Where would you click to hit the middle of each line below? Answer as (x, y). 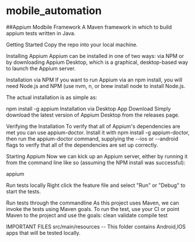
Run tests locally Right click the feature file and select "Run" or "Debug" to (96, 185)
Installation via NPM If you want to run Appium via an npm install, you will (94, 80)
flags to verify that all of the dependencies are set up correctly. (82, 145)
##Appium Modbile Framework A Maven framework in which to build (89, 27)
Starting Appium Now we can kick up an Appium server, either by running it (97, 156)
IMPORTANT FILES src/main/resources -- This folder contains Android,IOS (96, 226)
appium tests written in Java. (41, 33)
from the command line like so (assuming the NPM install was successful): (96, 162)
